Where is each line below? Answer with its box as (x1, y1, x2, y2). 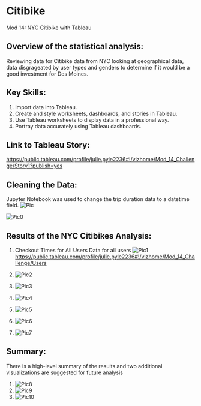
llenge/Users (14, 260, 47, 266)
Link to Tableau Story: (6, 140, 90, 150)
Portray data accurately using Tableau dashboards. (14, 122, 142, 130)
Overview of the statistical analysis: (6, 41, 144, 52)
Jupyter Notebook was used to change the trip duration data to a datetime (6, 196, 190, 203)
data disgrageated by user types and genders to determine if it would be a (6, 64, 190, 71)
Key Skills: (6, 88, 46, 98)
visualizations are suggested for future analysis (6, 369, 123, 376)
